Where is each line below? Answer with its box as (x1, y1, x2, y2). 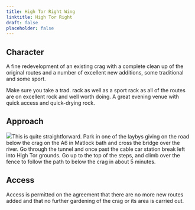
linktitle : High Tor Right (6, 14, 73, 20)
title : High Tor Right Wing (6, 8, 76, 15)
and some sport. (6, 75, 46, 83)
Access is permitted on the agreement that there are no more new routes (6, 190, 184, 198)
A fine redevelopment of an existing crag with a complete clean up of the (6, 63, 184, 70)
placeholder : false (6, 25, 54, 31)
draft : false (6, 20, 38, 25)
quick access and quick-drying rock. (6, 99, 96, 106)
